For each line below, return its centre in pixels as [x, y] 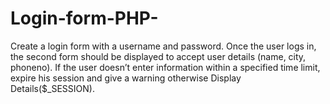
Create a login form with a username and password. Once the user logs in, [163, 46]
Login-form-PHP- [84, 18]
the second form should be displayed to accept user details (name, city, [158, 56]
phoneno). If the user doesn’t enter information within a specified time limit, [165, 67]
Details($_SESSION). [52, 88]
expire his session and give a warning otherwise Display [126, 78]
